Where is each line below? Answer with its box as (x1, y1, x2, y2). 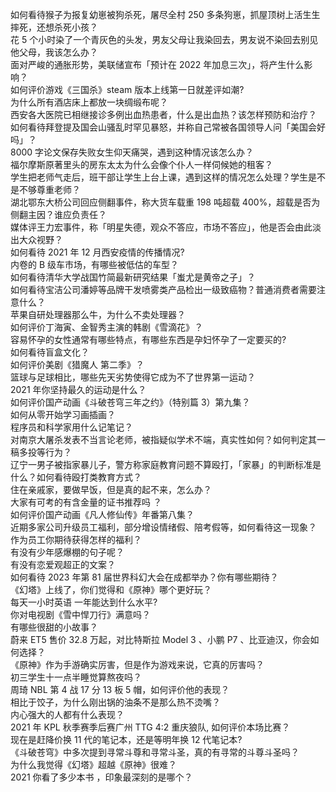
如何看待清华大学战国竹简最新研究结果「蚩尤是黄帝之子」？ (10, 271, 256, 283)
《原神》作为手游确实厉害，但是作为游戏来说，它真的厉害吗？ (10, 659, 265, 670)
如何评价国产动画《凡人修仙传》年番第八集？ (10, 509, 195, 520)
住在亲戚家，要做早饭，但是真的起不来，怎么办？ (10, 484, 212, 495)
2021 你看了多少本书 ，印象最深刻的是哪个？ (10, 771, 193, 783)
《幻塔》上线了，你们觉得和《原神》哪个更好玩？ (10, 584, 212, 595)
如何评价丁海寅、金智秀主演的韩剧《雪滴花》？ (10, 321, 203, 333)
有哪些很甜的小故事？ (10, 621, 98, 633)
